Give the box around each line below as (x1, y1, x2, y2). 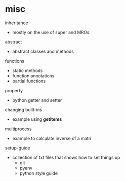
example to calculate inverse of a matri (12, 135, 91, 141)
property (5, 87, 23, 93)
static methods (12, 68, 43, 73)
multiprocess (5, 126, 32, 132)
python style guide (19, 170, 58, 176)
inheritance (5, 20, 28, 26)
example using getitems (12, 116, 62, 122)
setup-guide (5, 145, 31, 151)
